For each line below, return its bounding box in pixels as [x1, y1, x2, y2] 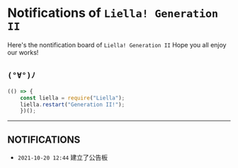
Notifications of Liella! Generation [7, 5, 218, 21]
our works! [7, 48, 39, 56]
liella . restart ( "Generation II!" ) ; [20, 101, 125, 108]
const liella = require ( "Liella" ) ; [20, 94, 125, 102]
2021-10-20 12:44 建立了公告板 [17, 153, 108, 162]
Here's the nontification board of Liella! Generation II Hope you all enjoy [7, 40, 227, 49]
